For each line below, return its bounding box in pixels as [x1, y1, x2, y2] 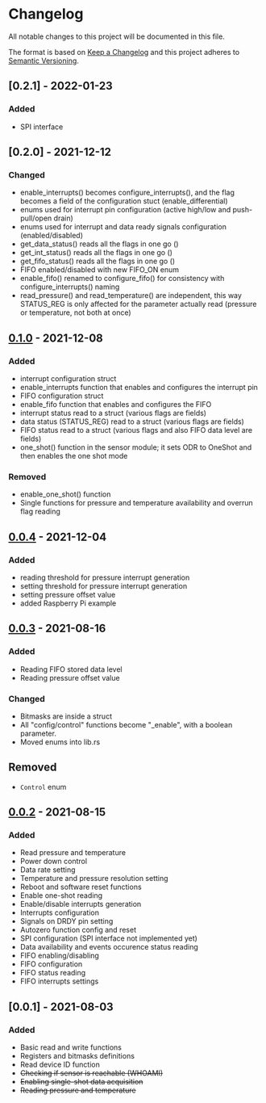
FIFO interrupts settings [19, 976, 99, 986]
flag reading [19, 506, 60, 517]
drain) [53, 213, 74, 223]
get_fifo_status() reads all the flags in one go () [19, 256, 176, 266]
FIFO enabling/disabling [19, 950, 99, 961]
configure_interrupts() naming [19, 282, 120, 291]
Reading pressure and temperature [19, 1085, 136, 1095]
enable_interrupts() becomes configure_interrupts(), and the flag [19, 187, 235, 198]
